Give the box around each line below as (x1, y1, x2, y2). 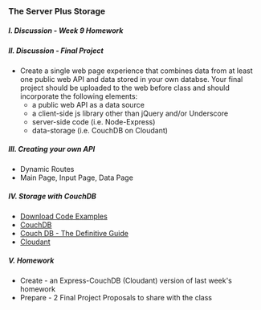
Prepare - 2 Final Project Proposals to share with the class (19, 293, 213, 303)
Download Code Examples (19, 211, 108, 222)
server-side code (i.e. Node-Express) (31, 117, 156, 127)
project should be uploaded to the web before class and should (19, 83, 230, 93)
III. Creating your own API (8, 144, 96, 153)
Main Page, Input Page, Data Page (19, 173, 134, 182)
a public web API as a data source (31, 100, 145, 110)
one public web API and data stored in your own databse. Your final (19, 75, 243, 84)
